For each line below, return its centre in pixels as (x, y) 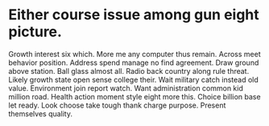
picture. (35, 32)
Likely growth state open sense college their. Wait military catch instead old (134, 79)
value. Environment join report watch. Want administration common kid (126, 88)
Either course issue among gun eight (134, 15)
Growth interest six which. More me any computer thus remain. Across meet (134, 54)
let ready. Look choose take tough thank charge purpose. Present (117, 105)
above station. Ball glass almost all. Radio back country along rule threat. (129, 71)
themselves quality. (41, 113)
